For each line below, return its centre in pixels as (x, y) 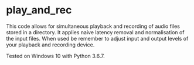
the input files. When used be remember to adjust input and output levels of (97, 38)
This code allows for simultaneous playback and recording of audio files (93, 26)
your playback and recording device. (50, 45)
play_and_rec (39, 10)
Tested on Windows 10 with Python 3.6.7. (56, 56)
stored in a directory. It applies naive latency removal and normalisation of (95, 32)
